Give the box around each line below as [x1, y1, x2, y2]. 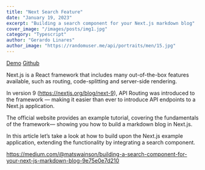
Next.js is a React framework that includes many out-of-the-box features [6, 71, 189, 78]
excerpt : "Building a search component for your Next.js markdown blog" [6, 20, 195, 26]
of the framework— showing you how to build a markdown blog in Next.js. [6, 120, 193, 127]
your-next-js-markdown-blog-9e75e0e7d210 [6, 157, 120, 164]
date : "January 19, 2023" [6, 15, 72, 21]
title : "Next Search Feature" [6, 8, 84, 15]
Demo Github [6, 59, 40, 67]
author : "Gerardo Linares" [6, 37, 75, 43]
